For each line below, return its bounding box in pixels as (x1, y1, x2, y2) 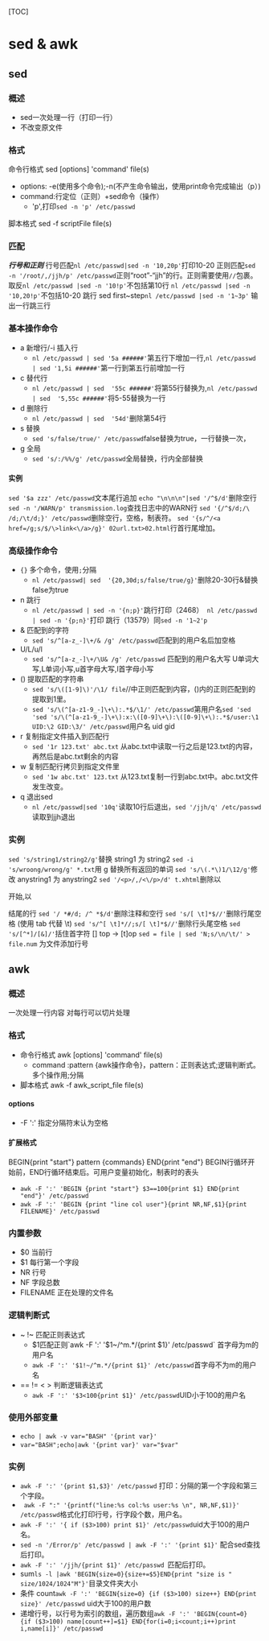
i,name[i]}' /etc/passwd (19, 1625, 104, 1633)
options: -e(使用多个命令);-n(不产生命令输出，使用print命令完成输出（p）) (19, 181, 261, 192)
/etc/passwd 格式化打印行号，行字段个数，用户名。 (19, 1510, 187, 1519)
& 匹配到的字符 (19, 626, 70, 635)
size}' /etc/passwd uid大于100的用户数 (19, 1598, 152, 1609)
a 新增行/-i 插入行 (19, 342, 79, 353)
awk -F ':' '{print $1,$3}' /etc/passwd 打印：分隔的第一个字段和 (19, 1481, 243, 1490)
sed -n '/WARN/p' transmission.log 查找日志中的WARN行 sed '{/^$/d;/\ (8, 502, 251, 512)
